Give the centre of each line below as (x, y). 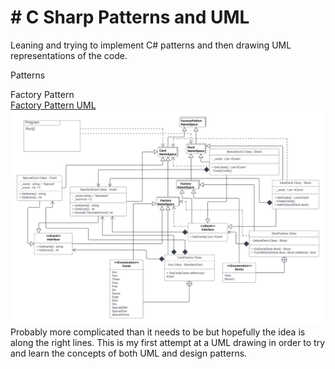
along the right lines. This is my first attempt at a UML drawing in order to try (168, 342)
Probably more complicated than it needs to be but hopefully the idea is (158, 332)
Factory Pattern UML (53, 105)
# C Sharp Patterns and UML (130, 17)
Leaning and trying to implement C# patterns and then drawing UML (151, 45)
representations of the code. (69, 55)
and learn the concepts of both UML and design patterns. (129, 353)
